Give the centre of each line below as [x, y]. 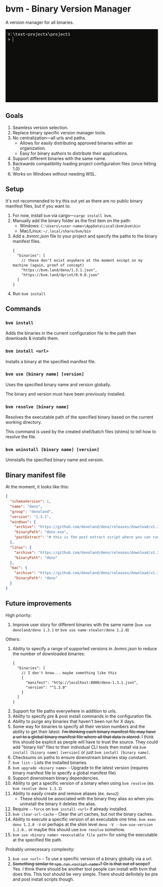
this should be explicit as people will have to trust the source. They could [85, 742]
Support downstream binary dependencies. [56, 778]
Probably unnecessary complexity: [40, 849]
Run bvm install [29, 293]
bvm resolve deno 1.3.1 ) [37, 788]
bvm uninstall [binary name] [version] [52, 450]
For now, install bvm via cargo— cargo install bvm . [62, 215]
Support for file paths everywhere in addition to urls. [65, 711]
